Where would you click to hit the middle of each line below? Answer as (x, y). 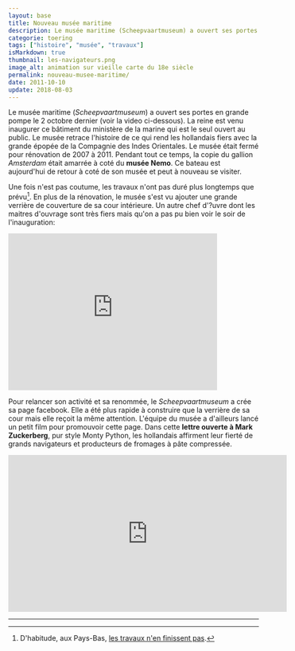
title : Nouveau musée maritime (60, 23)
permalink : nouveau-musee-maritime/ (69, 75)
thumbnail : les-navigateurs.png (62, 61)
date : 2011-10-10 (37, 82)
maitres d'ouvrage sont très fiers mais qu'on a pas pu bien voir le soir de (127, 214)
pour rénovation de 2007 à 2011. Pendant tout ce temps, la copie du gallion (131, 155)
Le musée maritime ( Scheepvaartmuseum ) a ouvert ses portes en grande (128, 112)
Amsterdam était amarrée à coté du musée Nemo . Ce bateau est (115, 163)
